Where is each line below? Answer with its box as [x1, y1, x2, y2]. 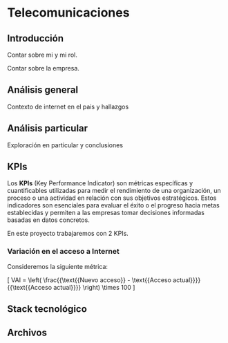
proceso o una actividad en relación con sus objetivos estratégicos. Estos [7, 194, 217, 202]
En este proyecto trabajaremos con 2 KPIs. [7, 230, 129, 238]
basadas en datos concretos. [7, 216, 90, 224]
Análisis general [7, 84, 79, 96]
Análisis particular [7, 122, 88, 134]
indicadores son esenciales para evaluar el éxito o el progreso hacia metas [7, 201, 220, 210]
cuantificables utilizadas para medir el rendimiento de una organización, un [7, 187, 221, 195]
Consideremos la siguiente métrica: [7, 262, 108, 270]
